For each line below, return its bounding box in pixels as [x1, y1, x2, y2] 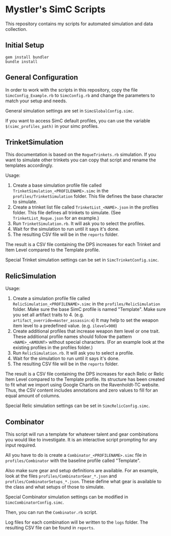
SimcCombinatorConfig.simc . [5, 500, 65, 505]
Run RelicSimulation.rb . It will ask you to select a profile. [12, 350, 134, 356]
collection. [5, 26, 28, 32]
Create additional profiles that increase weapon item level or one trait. [12, 328, 160, 335]
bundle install [5, 59, 38, 64]
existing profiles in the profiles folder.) [12, 344, 93, 350]
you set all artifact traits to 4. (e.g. [12, 312, 84, 318]
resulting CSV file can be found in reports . [5, 525, 95, 530]
